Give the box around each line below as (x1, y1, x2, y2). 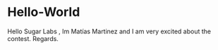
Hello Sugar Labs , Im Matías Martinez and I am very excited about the (7, 27, 212, 35)
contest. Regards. (7, 34, 59, 42)
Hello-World (7, 4, 80, 20)
